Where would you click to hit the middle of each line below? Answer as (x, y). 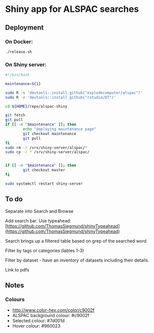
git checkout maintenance (50, 133)
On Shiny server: (26, 65)
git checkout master (44, 170)
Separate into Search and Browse (39, 211)
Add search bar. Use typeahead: (38, 221)
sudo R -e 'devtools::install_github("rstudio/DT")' (61, 97)
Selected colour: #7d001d (38, 321)
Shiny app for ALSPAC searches (72, 9)
